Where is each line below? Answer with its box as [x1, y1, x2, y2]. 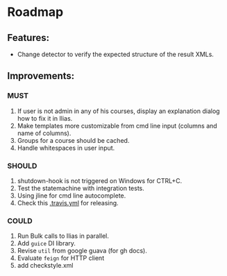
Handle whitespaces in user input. [17, 144, 115, 152]
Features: [7, 32, 50, 44]
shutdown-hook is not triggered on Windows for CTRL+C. [17, 176, 183, 184]
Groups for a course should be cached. [17, 136, 130, 144]
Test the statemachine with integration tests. [17, 184, 144, 192]
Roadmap [7, 4, 64, 20]
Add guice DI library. [17, 239, 76, 248]
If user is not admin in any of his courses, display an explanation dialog [17, 107, 220, 115]
